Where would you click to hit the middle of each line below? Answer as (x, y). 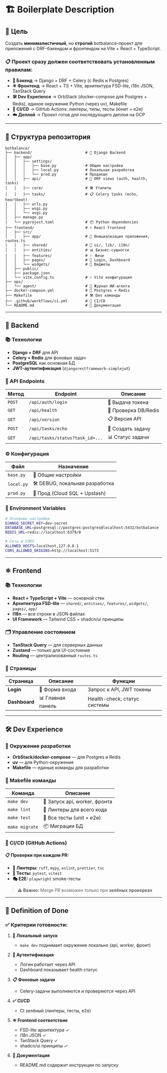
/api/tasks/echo (48, 429)
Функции (124, 681)
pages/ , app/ (25, 609)
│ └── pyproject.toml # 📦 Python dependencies (72, 222)
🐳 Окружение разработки (38, 746)
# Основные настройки (28, 519)
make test (19, 818)
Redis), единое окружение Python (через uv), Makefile (70, 104)
